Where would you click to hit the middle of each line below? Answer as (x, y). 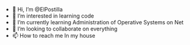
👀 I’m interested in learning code (53, 16)
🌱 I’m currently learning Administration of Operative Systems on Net (98, 22)
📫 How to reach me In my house (54, 36)
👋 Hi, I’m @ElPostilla (37, 9)
